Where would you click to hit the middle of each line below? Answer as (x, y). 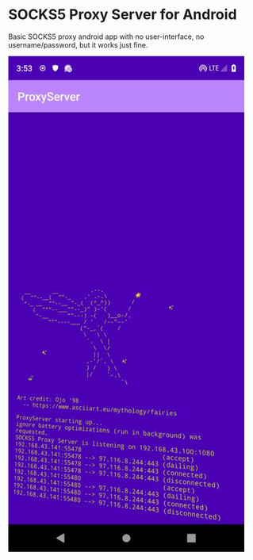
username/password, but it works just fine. (78, 44)
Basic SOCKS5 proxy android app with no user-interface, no (106, 36)
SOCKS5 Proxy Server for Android (123, 15)
